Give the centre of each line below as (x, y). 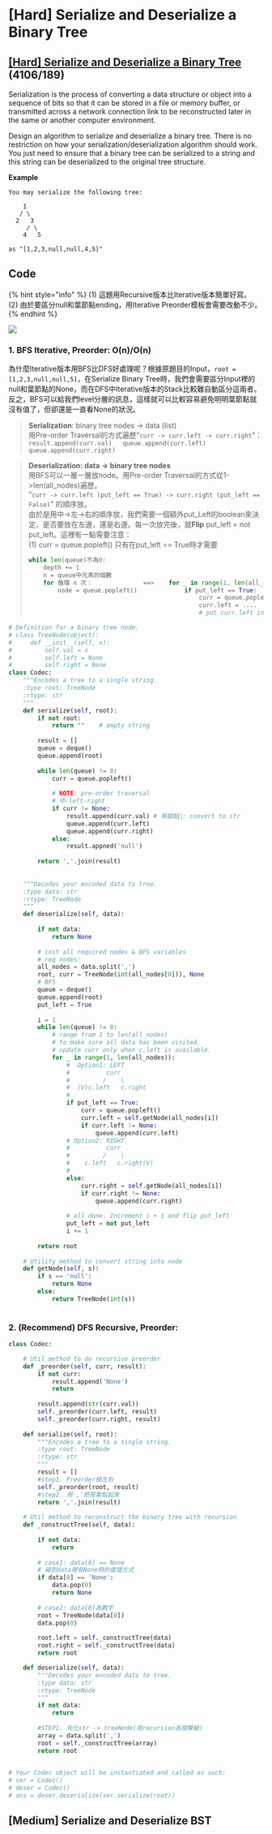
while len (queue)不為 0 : (67, 560)
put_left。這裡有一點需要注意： (80, 535)
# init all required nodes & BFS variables (112, 952)
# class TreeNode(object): (54, 635)
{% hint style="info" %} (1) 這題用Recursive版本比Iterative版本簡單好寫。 (130, 295)
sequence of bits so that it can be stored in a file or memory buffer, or (124, 103)
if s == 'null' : (65, 1276)
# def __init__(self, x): (59, 643)
